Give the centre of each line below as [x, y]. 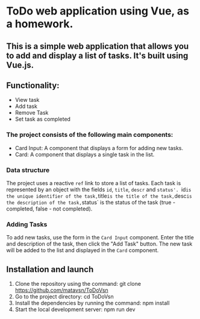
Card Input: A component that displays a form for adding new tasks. [99, 148]
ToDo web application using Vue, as [98, 11]
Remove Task [32, 113]
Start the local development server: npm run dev [75, 309]
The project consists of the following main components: [90, 135]
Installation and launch [50, 269]
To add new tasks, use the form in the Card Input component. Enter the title [100, 238]
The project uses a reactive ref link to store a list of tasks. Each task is [94, 183]
